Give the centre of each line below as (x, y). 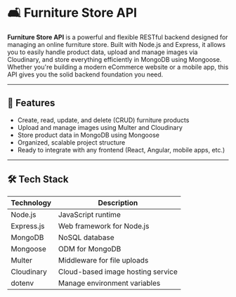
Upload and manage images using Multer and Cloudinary (100, 127)
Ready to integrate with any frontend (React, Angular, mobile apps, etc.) (121, 150)
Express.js (28, 226)
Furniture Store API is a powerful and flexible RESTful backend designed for (118, 37)
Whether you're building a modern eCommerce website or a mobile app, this (118, 67)
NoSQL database (86, 237)
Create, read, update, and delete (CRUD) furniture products (103, 120)
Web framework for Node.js (104, 226)
